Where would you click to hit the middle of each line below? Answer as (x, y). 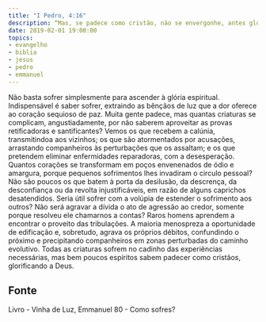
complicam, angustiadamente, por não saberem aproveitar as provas (120, 122)
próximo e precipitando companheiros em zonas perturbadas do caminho (128, 240)
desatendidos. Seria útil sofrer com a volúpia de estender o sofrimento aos (130, 198)
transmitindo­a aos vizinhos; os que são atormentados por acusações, (122, 139)
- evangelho (28, 45)
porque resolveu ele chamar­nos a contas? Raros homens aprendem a (122, 215)
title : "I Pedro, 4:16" (47, 15)
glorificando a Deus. (41, 266)
